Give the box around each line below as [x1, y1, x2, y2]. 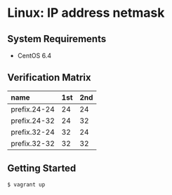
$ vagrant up [7, 181, 46, 188]
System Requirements [7, 33, 107, 45]
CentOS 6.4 [17, 51, 51, 60]
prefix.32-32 [11, 138, 55, 148]
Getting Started [7, 163, 77, 175]
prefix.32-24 [11, 127, 55, 137]
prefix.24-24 [11, 104, 55, 114]
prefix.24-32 [11, 116, 55, 126]
